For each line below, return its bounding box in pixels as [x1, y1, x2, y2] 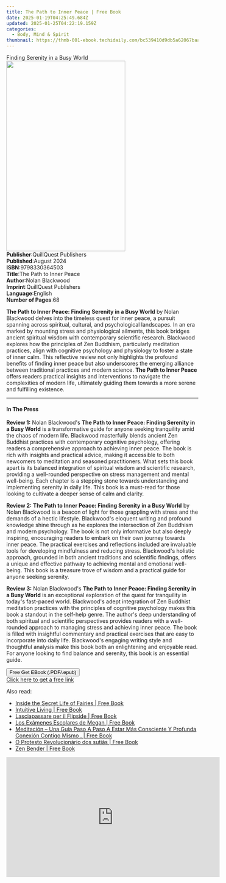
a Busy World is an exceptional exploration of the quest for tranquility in [6, 592, 187, 599]
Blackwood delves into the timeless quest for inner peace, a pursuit [6, 314, 175, 322]
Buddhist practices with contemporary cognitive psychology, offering [6, 438, 180, 445]
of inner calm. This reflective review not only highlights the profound [6, 353, 178, 360]
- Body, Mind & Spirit [12, 32, 69, 38]
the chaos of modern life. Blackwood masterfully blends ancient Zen [6, 432, 178, 439]
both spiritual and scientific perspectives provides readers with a [6, 617, 169, 625]
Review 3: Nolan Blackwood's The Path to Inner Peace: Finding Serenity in [6, 585, 197, 592]
